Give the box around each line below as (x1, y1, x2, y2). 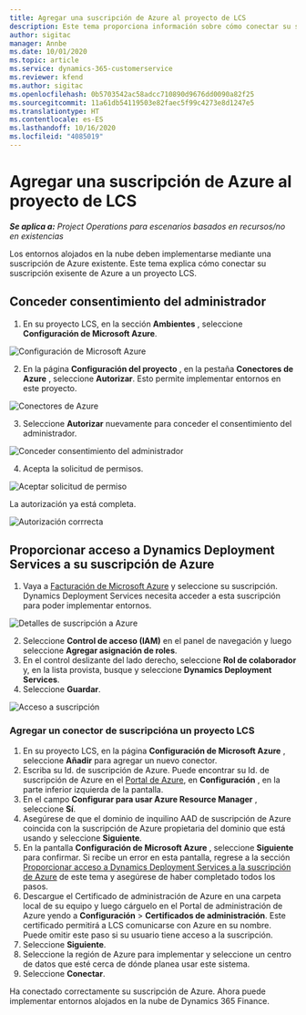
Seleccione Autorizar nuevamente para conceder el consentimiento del (22, 418, 292, 429)
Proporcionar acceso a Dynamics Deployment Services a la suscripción (22, 861, 291, 872)
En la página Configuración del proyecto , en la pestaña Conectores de (22, 363, 294, 374)
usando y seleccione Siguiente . (22, 832, 143, 844)
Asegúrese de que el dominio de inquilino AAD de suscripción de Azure (22, 813, 291, 823)
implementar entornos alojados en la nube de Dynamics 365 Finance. (9, 995, 270, 1006)
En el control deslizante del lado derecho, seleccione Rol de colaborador (22, 655, 297, 666)
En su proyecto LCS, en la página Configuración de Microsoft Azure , (22, 745, 286, 756)
